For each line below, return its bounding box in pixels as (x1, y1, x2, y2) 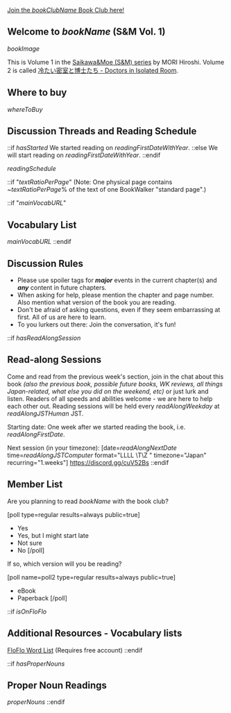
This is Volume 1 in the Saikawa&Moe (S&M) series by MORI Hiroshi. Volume (7, 58, 225, 66)
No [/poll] (17, 546, 45, 555)
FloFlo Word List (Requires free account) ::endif (7, 646, 143, 654)
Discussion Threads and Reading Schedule (7, 125, 197, 138)
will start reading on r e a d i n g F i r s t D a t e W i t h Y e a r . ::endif (7, 151, 161, 159)
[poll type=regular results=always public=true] (7, 510, 140, 518)
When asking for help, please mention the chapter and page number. (17, 291, 214, 300)
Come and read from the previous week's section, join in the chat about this (7, 372, 224, 381)
